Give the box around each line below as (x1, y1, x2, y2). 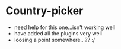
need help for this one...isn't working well (14, 24, 115, 31)
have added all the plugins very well (14, 30, 102, 37)
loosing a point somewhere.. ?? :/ (14, 36, 95, 43)
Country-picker (5, 4, 84, 18)
